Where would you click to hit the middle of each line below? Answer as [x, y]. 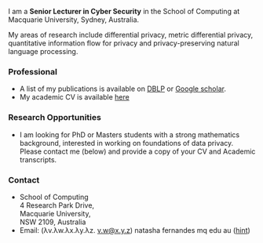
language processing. [43, 51]
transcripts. [38, 159]
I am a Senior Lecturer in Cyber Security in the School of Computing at [124, 11]
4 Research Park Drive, [57, 205]
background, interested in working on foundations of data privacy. [126, 143]
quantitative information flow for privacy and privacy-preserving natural [124, 43]
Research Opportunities [55, 118]
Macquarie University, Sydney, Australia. [74, 20]
